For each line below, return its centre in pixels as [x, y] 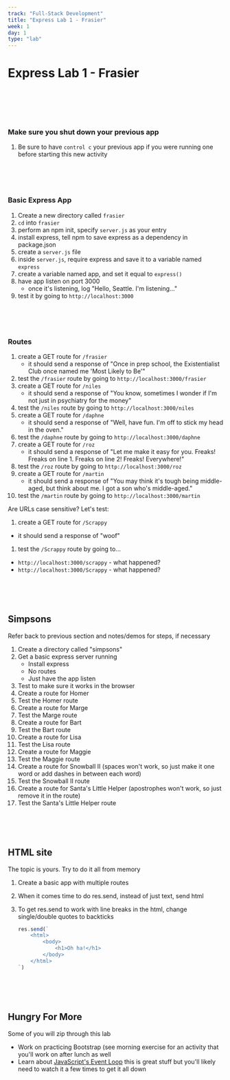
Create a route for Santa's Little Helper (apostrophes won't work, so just [119, 788]
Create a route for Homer [53, 693]
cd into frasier [39, 222]
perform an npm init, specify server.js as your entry [92, 230]
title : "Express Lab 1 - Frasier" [57, 20]
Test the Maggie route [49, 759]
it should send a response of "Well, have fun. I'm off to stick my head [126, 422]
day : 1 [17, 33]
